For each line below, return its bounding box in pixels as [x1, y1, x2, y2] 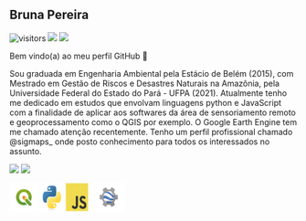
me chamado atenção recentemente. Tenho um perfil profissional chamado [9, 126, 293, 137]
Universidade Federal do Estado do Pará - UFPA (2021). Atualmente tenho [9, 87, 288, 99]
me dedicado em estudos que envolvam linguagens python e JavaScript [9, 97, 281, 108]
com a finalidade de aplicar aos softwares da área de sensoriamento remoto [9, 107, 297, 118]
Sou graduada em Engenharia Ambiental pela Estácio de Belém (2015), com [9, 68, 294, 79]
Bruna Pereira [9, 7, 90, 23]
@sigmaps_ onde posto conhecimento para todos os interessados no [9, 136, 270, 147]
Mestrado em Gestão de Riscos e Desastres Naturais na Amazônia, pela [9, 78, 280, 89]
